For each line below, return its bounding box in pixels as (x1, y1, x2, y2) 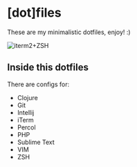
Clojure (17, 93, 38, 102)
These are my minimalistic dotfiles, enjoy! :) (7, 28, 131, 36)
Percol (17, 123, 36, 132)
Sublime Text (17, 138, 55, 146)
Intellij (17, 108, 35, 116)
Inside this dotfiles (7, 61, 89, 74)
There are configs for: (7, 80, 70, 88)
